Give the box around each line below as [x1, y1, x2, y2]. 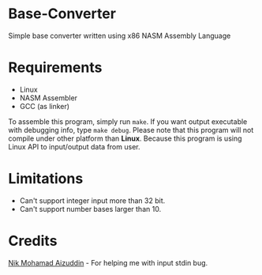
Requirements [8, 58, 103, 77]
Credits [8, 232, 58, 250]
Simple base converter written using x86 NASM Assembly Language [8, 31, 231, 40]
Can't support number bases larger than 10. [19, 204, 162, 213]
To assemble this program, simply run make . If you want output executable [8, 116, 248, 126]
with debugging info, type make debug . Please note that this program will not [8, 125, 254, 134]
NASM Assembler [19, 92, 77, 103]
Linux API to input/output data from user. [8, 141, 140, 151]
